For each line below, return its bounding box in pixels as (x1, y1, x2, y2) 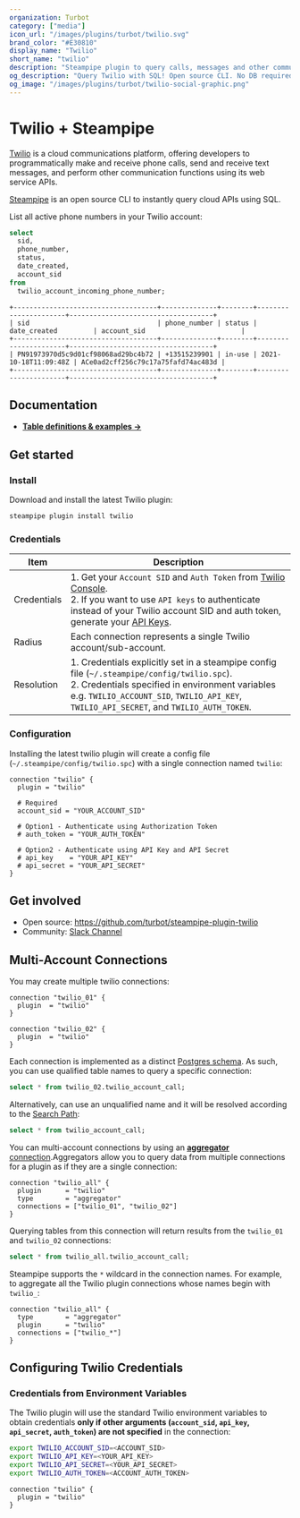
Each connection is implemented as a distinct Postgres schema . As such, (9, 1056, 279, 1067)
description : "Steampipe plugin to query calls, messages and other (9, 64, 270, 72)
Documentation (9, 397, 98, 413)
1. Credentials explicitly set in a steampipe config (70, 656, 277, 669)
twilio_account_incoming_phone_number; (17, 286, 166, 295)
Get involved (9, 892, 82, 908)
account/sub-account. (70, 642, 166, 654)
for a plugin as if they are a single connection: (9, 1161, 178, 1172)
